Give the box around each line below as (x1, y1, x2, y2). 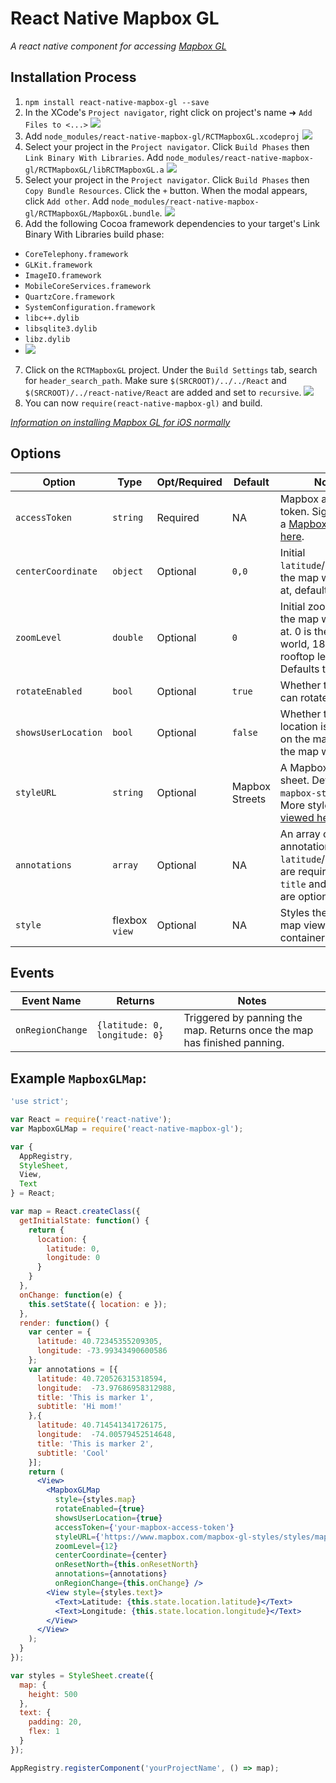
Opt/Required (156, 475, 223, 489)
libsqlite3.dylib (24, 323, 98, 334)
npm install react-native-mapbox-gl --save (24, 97, 210, 107)
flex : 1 (28, 1727, 60, 1737)
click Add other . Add (24, 195, 110, 207)
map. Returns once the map (183, 1023, 314, 1037)
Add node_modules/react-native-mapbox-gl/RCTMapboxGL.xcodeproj (24, 130, 300, 142)
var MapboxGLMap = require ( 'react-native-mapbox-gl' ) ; (10, 1123, 244, 1134)
